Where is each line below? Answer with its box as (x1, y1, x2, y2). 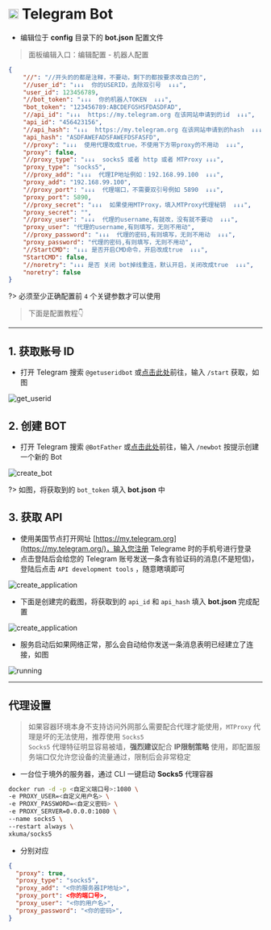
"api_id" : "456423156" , (23, 119, 103, 127)
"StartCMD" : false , (23, 253, 89, 261)
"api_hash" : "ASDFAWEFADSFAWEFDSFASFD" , (23, 133, 161, 141)
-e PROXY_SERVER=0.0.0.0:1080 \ (8, 807, 117, 815)
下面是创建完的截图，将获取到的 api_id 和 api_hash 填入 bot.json (19, 596, 236, 606)
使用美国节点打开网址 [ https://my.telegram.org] (19, 533, 177, 543)
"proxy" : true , (15, 869, 67, 878)
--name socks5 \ (8, 815, 63, 824)
